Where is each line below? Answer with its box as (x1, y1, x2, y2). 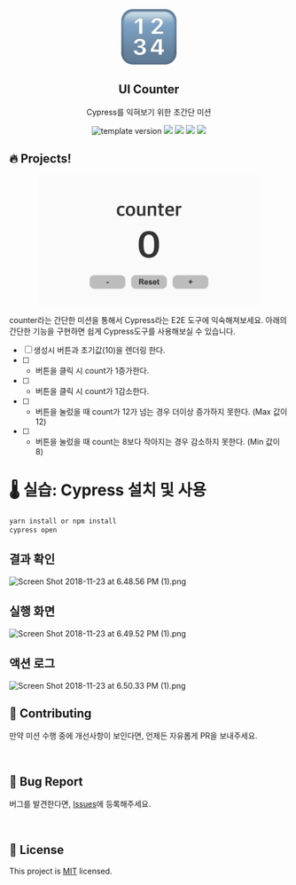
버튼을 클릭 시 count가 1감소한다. (35, 386, 150, 397)
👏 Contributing (9, 706, 92, 721)
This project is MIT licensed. (9, 865, 113, 876)
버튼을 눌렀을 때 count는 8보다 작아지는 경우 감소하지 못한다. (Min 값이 (35, 437, 281, 447)
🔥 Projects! (9, 151, 72, 167)
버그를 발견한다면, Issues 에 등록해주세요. (9, 799, 152, 810)
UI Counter (118, 82, 180, 97)
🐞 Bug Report (9, 774, 83, 789)
